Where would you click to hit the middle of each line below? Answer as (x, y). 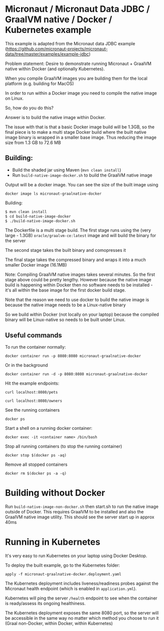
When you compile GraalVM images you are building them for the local (76, 78)
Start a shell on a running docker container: (49, 428)
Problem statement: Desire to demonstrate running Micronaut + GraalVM (78, 63)
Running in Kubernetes (53, 542)
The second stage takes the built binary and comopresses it (66, 250)
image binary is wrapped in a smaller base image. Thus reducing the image (81, 137)
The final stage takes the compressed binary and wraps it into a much (75, 260)
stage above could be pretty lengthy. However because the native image (78, 280)
